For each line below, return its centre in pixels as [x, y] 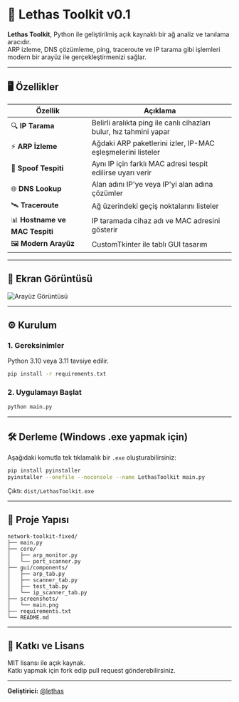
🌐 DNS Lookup [36, 188]
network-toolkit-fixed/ [43, 536]
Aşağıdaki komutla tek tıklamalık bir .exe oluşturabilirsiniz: [92, 458]
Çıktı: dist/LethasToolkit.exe [51, 490]
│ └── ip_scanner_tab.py [47, 592]
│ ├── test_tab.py [38, 586]
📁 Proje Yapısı [38, 520]
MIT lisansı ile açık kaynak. [47, 663]
